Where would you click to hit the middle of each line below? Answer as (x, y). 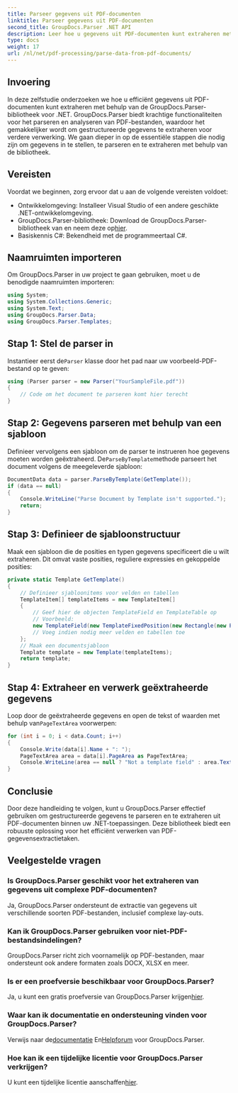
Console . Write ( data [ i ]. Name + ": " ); (76, 749)
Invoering (29, 82)
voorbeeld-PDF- (193, 361)
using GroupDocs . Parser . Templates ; (60, 321)
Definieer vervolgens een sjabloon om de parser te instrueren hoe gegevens (119, 451)
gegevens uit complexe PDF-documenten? (82, 889)
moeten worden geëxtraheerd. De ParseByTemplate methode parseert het (112, 459)
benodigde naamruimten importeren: (61, 282)
